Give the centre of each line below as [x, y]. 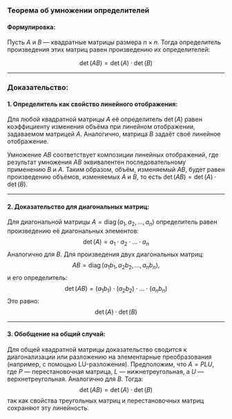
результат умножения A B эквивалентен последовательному [97, 162]
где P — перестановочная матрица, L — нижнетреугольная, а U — [106, 371]
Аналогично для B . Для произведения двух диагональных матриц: [106, 254]
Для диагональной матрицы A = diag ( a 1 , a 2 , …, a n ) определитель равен [112, 223]
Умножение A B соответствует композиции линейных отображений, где [113, 155]
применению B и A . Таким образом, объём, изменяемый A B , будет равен [116, 170]
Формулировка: [31, 27]
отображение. [28, 141]
